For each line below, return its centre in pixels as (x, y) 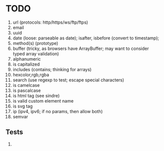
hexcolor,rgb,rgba (31, 75)
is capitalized (26, 64)
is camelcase (26, 85)
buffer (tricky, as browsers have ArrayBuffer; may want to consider (81, 48)
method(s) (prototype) (35, 43)
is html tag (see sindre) (36, 95)
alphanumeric (27, 59)
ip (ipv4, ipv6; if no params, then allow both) (58, 111)
